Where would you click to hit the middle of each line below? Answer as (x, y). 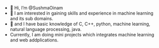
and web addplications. (34, 40)
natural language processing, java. (46, 29)
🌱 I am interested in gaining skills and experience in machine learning (82, 13)
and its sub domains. (31, 18)
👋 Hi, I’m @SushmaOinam (36, 8)
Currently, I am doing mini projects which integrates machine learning (82, 35)
